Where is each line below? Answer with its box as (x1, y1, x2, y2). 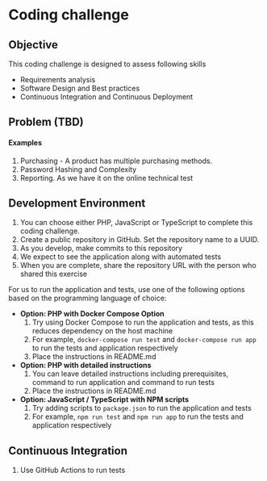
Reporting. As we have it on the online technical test (19, 173, 194, 182)
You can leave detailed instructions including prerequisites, (31, 369, 228, 379)
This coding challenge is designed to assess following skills (8, 59, 207, 69)
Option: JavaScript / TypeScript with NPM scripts (19, 395, 190, 404)
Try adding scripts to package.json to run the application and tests (31, 404, 252, 413)
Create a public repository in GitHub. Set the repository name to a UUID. (19, 235, 260, 245)
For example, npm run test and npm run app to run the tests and (31, 412, 244, 421)
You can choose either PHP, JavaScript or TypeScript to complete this (19, 218, 253, 228)
